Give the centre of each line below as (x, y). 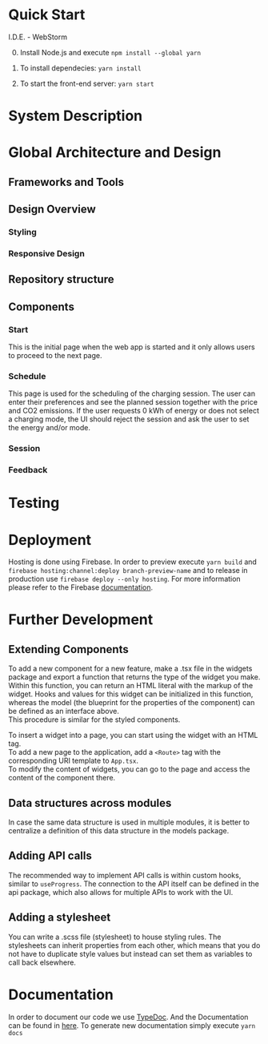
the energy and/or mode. (49, 428)
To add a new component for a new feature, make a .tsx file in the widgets (130, 669)
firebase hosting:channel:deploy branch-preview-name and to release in (128, 570)
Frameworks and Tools (66, 182)
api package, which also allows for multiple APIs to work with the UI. (121, 892)
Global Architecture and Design (115, 153)
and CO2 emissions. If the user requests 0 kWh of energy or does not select (134, 411)
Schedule (27, 376)
